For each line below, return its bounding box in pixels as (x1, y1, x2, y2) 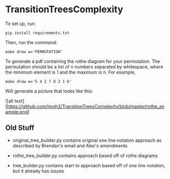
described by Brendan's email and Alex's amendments (12, 142, 128, 149)
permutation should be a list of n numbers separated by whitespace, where (5, 63, 163, 70)
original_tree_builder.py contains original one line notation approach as (12, 137, 162, 143)
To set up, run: (5, 20, 36, 27)
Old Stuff (5, 124, 35, 132)
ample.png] (5, 108, 30, 115)
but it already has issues (12, 168, 64, 174)
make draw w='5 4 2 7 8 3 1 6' (5, 79, 72, 84)
